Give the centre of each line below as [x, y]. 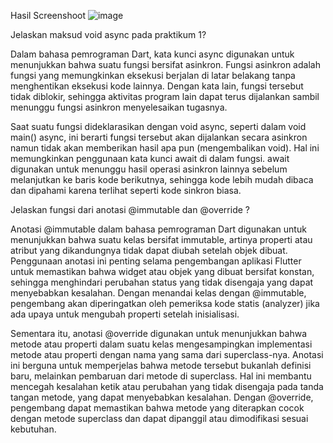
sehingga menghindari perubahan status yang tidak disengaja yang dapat [162, 282]
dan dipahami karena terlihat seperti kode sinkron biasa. [126, 190]
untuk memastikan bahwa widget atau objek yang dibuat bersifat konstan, [162, 271]
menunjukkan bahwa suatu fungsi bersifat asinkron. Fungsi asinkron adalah [165, 64]
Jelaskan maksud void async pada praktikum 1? [108, 34]
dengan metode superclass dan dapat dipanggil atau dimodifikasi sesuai [159, 418]
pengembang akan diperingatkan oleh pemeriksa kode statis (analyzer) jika [165, 303]
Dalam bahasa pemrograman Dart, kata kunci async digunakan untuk [152, 54]
